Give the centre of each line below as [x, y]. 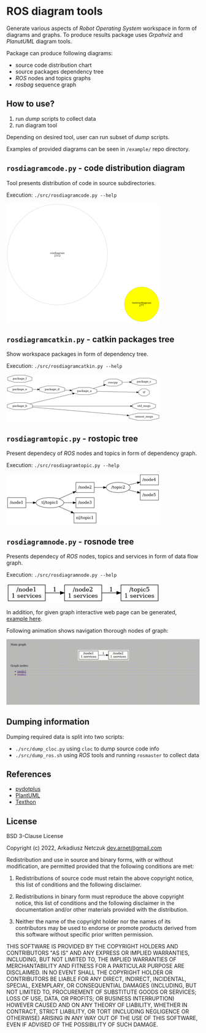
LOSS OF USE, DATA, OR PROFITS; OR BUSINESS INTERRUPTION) [90, 999]
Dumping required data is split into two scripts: [65, 736]
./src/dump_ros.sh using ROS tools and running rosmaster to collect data [107, 755]
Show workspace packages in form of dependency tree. [78, 354]
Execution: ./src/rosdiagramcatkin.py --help [64, 366]
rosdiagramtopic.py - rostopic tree [72, 439]
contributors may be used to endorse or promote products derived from [106, 928]
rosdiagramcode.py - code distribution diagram [96, 168]
